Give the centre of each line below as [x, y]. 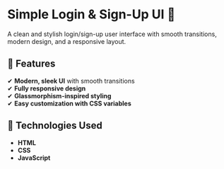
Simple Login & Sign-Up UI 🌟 [92, 14]
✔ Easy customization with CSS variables [70, 103]
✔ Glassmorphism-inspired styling [59, 95]
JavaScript [34, 158]
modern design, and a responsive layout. [67, 41]
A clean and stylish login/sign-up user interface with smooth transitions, [112, 34]
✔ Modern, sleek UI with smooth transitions [71, 81]
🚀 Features [31, 64]
